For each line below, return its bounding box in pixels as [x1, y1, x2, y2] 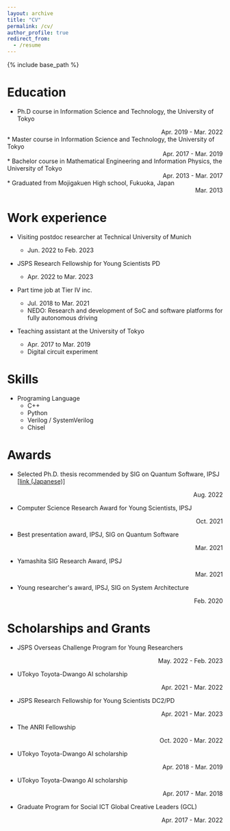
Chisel [27, 423, 46, 432]
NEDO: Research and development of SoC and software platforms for [27, 306, 223, 314]
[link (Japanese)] [16, 477, 66, 485]
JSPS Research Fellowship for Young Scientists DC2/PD [16, 696, 175, 704]
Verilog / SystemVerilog [27, 416, 94, 424]
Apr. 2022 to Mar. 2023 [27, 272, 94, 281]
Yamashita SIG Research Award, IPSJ [16, 556, 122, 565]
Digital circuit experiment [27, 347, 98, 356]
